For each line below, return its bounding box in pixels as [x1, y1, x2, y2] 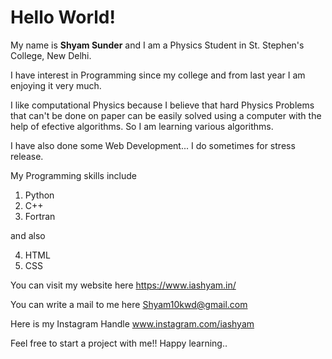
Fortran [24, 210, 56, 222]
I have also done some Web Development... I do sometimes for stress [10, 139, 296, 151]
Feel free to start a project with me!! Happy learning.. [10, 337, 228, 349]
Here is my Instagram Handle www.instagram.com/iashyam [10, 317, 255, 330]
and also [10, 229, 46, 241]
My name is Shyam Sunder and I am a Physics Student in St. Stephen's [10, 39, 305, 51]
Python [24, 189, 55, 201]
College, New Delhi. [10, 49, 92, 61]
